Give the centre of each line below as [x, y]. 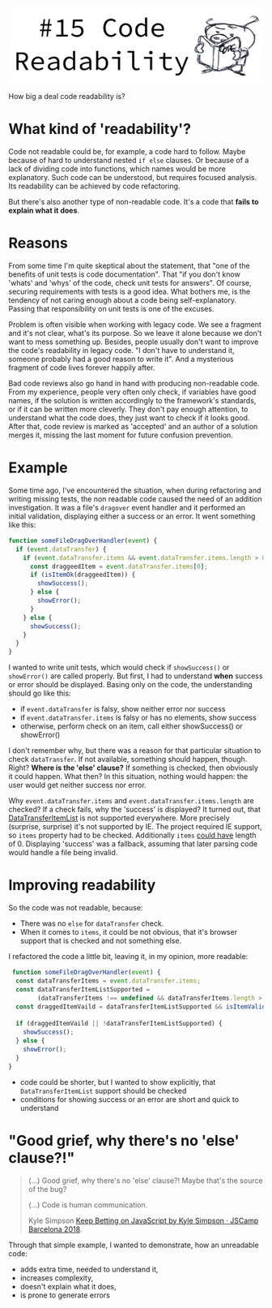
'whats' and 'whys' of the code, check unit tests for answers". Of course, [130, 282]
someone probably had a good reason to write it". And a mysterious [121, 359]
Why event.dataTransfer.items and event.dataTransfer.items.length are [132, 801]
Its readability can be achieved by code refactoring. [94, 186]
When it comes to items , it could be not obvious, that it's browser [128, 932]
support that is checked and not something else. [101, 941]
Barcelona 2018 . [55, 1229]
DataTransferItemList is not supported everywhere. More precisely [119, 818]
